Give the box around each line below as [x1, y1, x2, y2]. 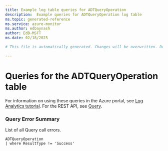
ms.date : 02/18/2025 [5, 36, 48, 41]
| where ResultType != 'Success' [5, 141, 75, 146]
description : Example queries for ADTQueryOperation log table [5, 12, 142, 17]
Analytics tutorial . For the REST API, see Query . [5, 103, 102, 109]
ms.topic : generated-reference [5, 17, 70, 22]
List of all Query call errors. [5, 126, 61, 133]
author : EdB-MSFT [5, 31, 41, 36]
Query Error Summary [5, 115, 60, 122]
